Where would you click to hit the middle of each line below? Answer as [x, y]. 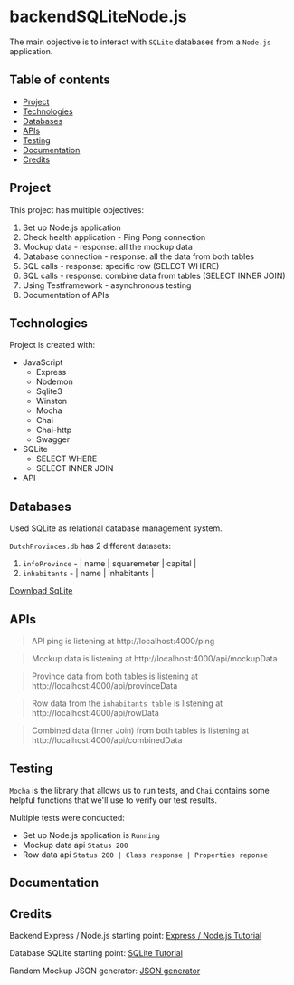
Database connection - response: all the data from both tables [138, 256]
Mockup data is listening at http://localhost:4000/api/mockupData [154, 658]
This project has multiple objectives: [77, 209]
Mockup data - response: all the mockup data [107, 246]
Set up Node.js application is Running [91, 835]
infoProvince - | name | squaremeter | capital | [109, 564]
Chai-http [54, 430]
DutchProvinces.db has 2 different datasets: [90, 546]
